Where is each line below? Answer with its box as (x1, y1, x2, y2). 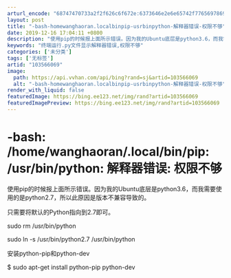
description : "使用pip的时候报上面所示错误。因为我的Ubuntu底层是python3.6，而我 (7, 36, 223, 43)
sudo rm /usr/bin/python (7, 222, 76, 230)
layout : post (7, 17, 45, 23)
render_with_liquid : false (7, 87, 85, 94)
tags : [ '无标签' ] (7, 55, 54, 62)
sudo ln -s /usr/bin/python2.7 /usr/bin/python (7, 235, 135, 243)
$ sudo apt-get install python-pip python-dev (7, 263, 135, 271)
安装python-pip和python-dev (7, 249, 90, 257)
